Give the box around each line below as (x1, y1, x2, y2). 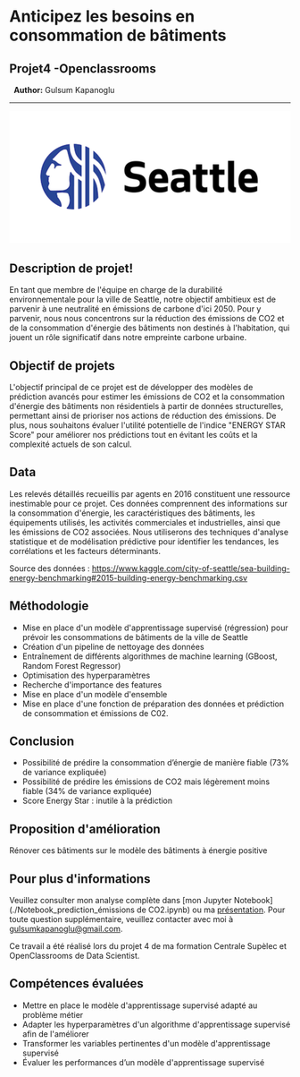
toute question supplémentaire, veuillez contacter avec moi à (9, 914, 234, 925)
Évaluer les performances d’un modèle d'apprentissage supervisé (21, 1056, 265, 1067)
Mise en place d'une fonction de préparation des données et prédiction (21, 698, 285, 709)
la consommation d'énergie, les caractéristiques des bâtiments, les (9, 508, 256, 518)
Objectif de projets (9, 358, 116, 373)
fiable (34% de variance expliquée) (21, 786, 153, 797)
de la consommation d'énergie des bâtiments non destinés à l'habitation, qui (9, 322, 290, 333)
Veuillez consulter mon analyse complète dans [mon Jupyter (9, 895, 232, 906)
